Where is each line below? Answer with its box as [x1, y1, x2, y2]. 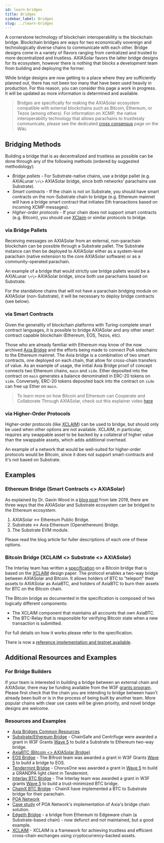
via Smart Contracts [5, 311, 54, 318]
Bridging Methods [5, 140, 61, 148]
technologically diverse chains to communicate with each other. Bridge [5, 45, 148, 50]
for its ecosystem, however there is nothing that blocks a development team [5, 60, 158, 66]
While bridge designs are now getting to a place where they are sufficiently [5, 75, 156, 81]
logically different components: [5, 600, 68, 606]
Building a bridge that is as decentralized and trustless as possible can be [5, 153, 153, 159]
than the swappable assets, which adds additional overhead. [5, 436, 127, 443]
